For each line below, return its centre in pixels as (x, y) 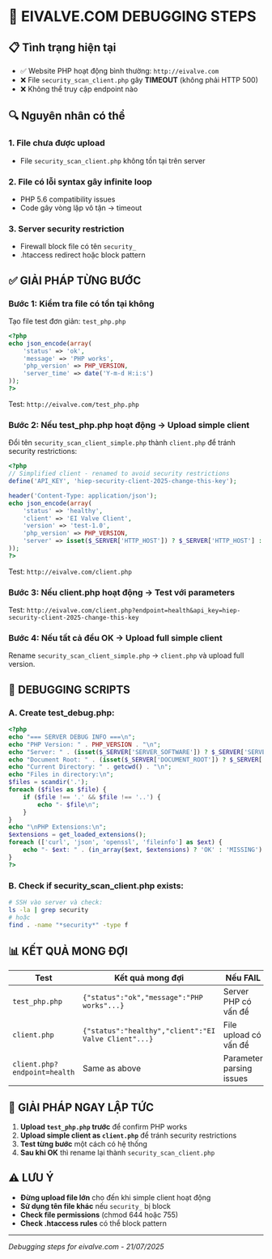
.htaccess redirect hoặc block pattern (83, 255)
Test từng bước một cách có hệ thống (84, 1144)
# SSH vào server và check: (56, 902)
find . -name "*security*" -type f (68, 925)
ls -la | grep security (49, 909)
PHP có (238, 1002)
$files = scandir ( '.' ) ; (49, 782)
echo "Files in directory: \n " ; (61, 775)
